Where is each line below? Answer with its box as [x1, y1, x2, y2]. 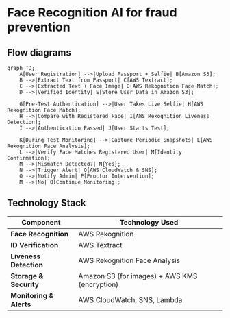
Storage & [10, 271, 44, 280]
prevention [7, 19, 71, 35]
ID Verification [10, 240, 59, 249]
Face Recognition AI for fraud [7, 5, 177, 21]
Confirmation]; [7, 155, 51, 162]
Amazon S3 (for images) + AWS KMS [78, 271, 198, 280]
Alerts [10, 299, 31, 309]
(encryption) [78, 280, 119, 289]
